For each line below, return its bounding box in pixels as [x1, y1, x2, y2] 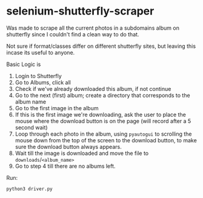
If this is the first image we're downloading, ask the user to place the [15, 111, 186, 118]
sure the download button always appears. [15, 143, 122, 150]
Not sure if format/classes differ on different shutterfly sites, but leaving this [6, 42, 196, 50]
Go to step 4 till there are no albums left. [15, 162, 116, 170]
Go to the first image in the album [15, 104, 99, 111]
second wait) [15, 124, 48, 131]
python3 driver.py [6, 186, 53, 192]
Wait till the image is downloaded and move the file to [15, 150, 149, 157]
